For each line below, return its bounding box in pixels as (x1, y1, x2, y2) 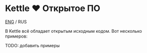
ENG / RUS (5, 19, 27, 25)
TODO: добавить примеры (5, 42, 60, 48)
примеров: (5, 33, 28, 39)
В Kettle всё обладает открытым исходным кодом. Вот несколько (5, 28, 143, 34)
